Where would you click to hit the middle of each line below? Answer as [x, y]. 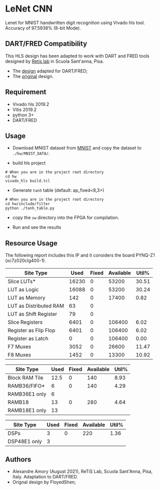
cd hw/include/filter [28, 204]
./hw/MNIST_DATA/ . [31, 153]
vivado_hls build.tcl [28, 181]
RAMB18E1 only [27, 411]
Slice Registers [25, 322]
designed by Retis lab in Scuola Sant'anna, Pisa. [54, 61]
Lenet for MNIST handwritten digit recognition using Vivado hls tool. [75, 23]
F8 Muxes [19, 355]
